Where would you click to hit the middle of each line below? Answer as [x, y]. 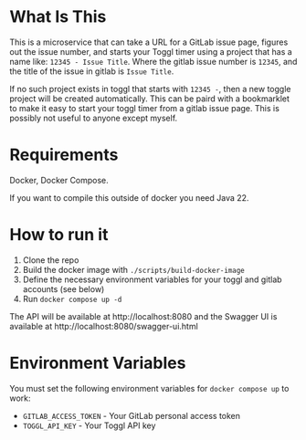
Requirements [64, 155]
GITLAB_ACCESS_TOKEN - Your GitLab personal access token [131, 415]
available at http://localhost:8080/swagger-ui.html [104, 326]
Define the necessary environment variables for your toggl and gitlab [152, 279]
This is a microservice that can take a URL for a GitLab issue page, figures [149, 42]
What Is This [58, 17]
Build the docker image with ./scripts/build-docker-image [133, 269]
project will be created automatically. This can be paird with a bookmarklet [150, 99]
